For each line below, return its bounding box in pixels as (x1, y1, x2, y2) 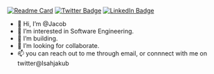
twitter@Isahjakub (17, 59, 69, 67)
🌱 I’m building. (17, 34, 58, 42)
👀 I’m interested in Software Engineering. (17, 27, 134, 35)
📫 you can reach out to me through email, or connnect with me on (17, 49, 208, 58)
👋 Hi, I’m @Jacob (17, 20, 67, 27)
